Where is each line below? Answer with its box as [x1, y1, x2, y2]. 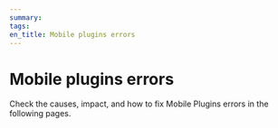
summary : [9, 13, 43, 23]
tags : [9, 22, 30, 31]
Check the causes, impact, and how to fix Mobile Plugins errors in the [9, 98, 269, 109]
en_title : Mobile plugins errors [9, 30, 136, 39]
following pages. [9, 108, 72, 119]
